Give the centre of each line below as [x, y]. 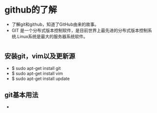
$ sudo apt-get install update [41, 79]
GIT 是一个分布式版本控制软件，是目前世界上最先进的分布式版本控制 [79, 30]
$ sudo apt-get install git [36, 68]
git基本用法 [21, 95]
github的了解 [31, 10]
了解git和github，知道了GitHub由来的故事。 [55, 24]
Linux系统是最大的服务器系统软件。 [52, 36]
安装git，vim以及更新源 [40, 56]
